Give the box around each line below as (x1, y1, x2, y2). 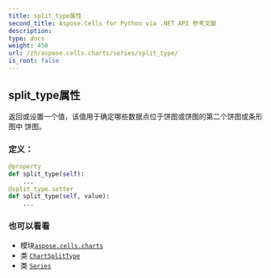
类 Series (19, 260, 52, 270)
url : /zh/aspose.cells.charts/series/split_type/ (8, 49, 179, 57)
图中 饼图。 (8, 122, 46, 131)
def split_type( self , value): (8, 193, 110, 201)
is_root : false (8, 57, 60, 65)
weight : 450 (8, 42, 48, 50)
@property (8, 162, 42, 170)
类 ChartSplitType (19, 251, 81, 260)
